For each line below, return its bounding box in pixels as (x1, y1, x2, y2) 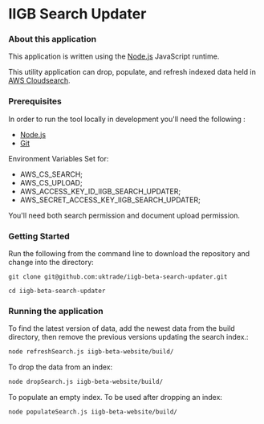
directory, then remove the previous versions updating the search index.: (8, 332, 249, 342)
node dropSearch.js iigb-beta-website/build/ (8, 378, 163, 386)
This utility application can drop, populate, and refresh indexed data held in (8, 67, 257, 77)
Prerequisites (8, 96, 62, 107)
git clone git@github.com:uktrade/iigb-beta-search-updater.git (8, 273, 228, 281)
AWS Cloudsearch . (8, 75, 71, 85)
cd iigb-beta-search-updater (8, 287, 106, 296)
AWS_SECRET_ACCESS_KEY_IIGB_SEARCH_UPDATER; (19, 194, 201, 205)
